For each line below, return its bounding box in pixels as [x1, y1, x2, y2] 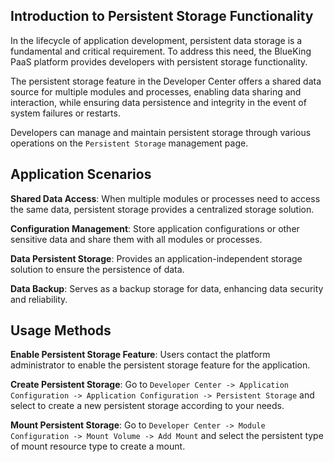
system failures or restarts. [10, 107, 121, 119]
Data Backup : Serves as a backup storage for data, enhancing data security [10, 282, 324, 294]
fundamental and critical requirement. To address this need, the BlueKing [10, 45, 312, 57]
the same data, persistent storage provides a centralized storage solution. [10, 203, 315, 215]
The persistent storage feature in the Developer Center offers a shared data [10, 75, 322, 87]
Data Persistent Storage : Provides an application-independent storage [10, 252, 303, 264]
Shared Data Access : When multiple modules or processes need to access [10, 192, 321, 204]
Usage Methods [10, 322, 112, 339]
